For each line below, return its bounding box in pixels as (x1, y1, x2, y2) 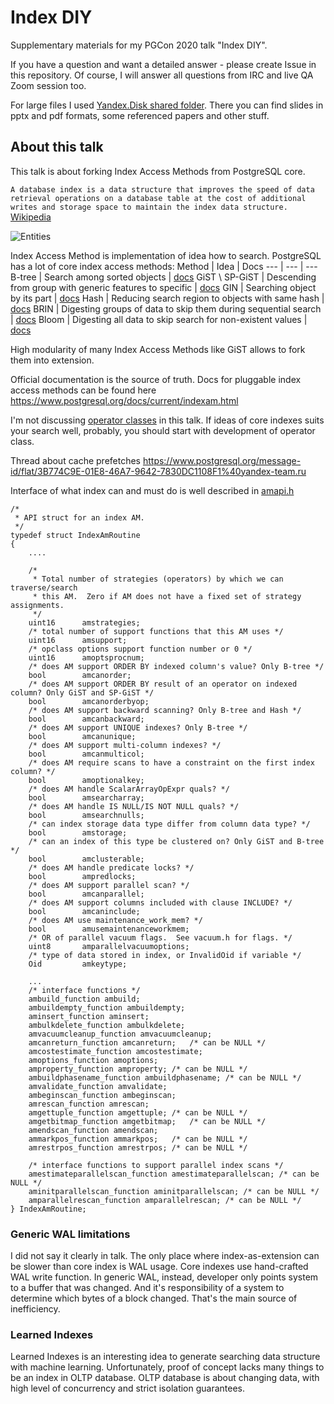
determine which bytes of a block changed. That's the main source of (10, 1292, 298, 1305)
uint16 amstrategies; (28, 617, 141, 628)
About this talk (10, 139, 104, 156)
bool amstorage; (28, 827, 128, 838)
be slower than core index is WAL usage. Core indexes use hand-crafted (10, 1261, 309, 1273)
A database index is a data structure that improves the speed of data (10, 184, 315, 195)
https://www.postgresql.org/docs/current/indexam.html (10, 394, 239, 406)
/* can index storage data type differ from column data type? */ (28, 819, 311, 829)
